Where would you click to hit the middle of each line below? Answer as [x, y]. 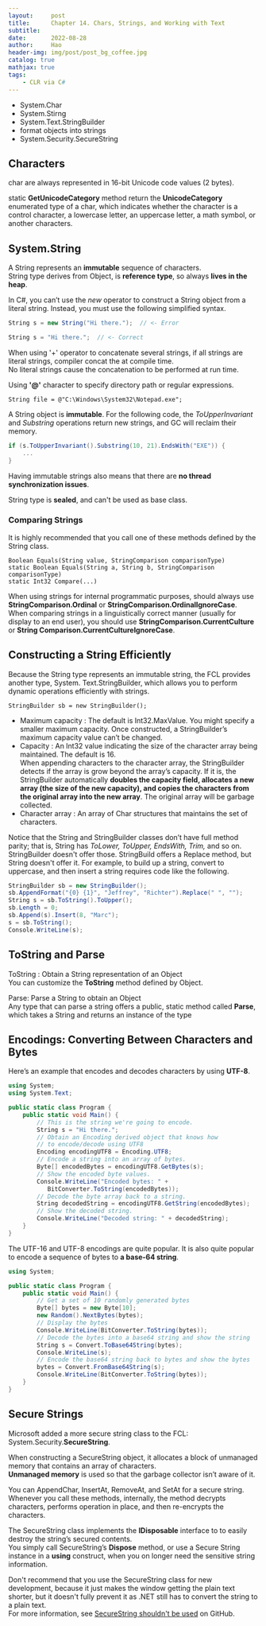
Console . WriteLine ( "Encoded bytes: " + [103, 1181]
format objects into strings [63, 130]
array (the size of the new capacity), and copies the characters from [135, 788]
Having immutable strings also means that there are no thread [110, 476]
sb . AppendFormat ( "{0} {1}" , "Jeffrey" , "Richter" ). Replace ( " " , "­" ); [126, 893]
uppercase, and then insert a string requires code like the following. [119, 871]
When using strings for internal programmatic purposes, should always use [131, 596]
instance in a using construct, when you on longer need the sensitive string [132, 1555]
